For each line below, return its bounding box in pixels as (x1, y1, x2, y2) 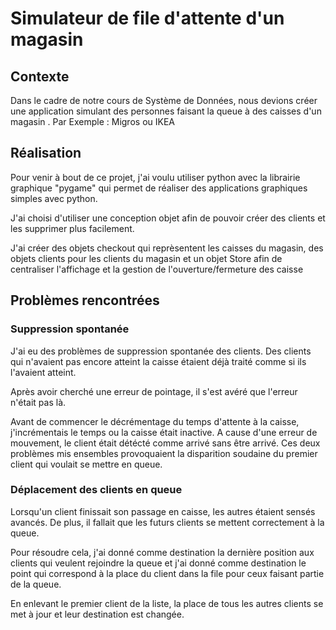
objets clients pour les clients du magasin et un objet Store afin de (10, 252, 283, 264)
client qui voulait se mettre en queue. (10, 458, 163, 470)
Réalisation (10, 145, 82, 162)
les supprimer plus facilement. (10, 222, 135, 234)
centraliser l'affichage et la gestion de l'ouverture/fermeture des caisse (10, 263, 304, 275)
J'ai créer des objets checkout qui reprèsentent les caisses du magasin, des (10, 242, 324, 254)
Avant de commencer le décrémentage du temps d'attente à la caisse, (10, 415, 300, 427)
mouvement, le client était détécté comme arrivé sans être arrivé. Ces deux (10, 437, 321, 449)
